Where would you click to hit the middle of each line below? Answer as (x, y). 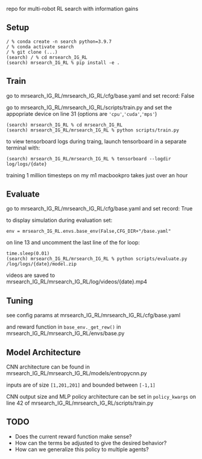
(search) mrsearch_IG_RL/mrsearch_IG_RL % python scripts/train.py (93, 130)
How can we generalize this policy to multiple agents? (82, 449)
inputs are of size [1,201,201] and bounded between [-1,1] (81, 385)
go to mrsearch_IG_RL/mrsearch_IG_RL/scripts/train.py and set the (89, 107)
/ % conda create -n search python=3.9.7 (59, 42)
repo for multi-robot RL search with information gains (72, 9)
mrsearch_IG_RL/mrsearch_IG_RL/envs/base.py (65, 334)
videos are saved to (31, 275)
